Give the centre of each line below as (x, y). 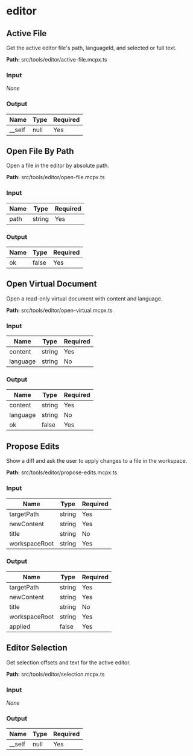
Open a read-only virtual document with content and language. (84, 298)
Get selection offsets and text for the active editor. (68, 662)
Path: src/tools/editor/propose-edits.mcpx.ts (62, 472)
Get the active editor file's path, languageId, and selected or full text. (91, 48)
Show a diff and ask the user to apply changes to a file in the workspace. (97, 461)
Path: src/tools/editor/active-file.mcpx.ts (57, 59)
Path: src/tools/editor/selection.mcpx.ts (55, 674)
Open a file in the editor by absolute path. (58, 166)
